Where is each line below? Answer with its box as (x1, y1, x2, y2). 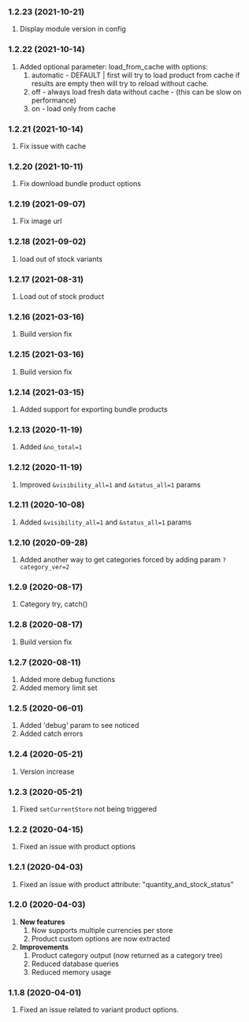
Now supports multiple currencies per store (31, 925, 173, 934)
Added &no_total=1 (19, 442, 83, 452)
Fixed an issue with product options (19, 842, 136, 852)
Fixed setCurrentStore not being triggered (19, 804, 158, 814)
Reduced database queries (31, 959, 120, 968)
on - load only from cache (31, 103, 117, 113)
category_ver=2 (19, 563, 70, 572)
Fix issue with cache (19, 141, 87, 151)
